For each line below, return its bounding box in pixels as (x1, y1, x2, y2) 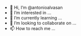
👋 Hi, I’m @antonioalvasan (9, 5, 63, 10)
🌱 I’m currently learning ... (9, 15, 62, 20)
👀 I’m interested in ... (9, 10, 52, 16)
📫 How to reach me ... (9, 26, 55, 31)
